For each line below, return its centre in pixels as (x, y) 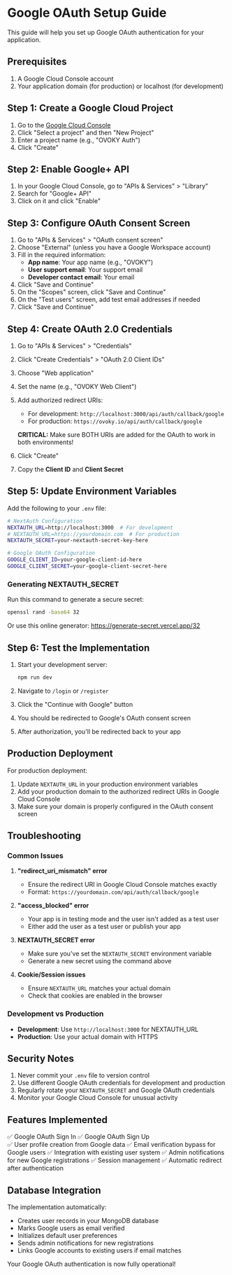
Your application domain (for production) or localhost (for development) (120, 86)
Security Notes (41, 1058)
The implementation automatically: (57, 1207)
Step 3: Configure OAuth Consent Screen (99, 223)
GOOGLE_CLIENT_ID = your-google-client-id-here (74, 560)
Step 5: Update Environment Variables (92, 491)
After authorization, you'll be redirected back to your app (99, 731)
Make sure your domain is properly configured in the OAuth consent (115, 806)
